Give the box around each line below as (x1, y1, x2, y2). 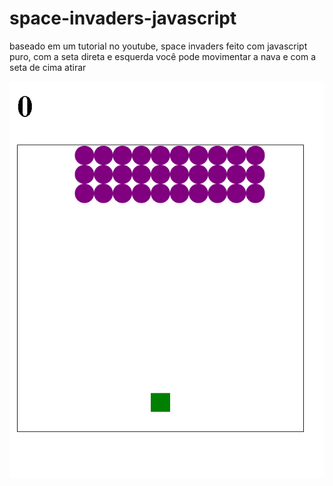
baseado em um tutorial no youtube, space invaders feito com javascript (9, 40, 308, 52)
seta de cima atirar (9, 61, 87, 73)
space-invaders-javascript (9, 7, 237, 30)
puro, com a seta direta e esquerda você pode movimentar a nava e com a (9, 50, 316, 62)
